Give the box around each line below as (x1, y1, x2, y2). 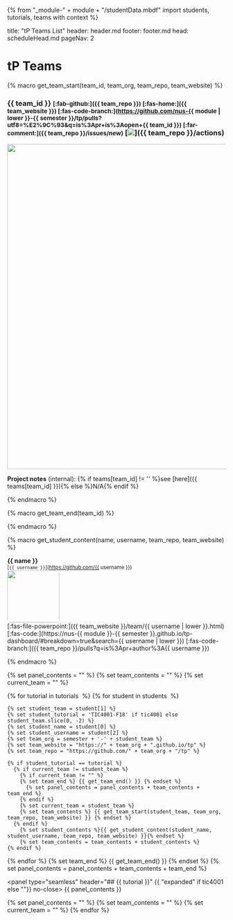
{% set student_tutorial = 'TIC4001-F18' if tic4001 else (7, 711, 178, 718)
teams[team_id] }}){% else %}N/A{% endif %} (7, 482, 139, 491)
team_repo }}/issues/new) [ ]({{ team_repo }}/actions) (47, 128, 225, 137)
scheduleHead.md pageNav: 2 (7, 34, 95, 42)
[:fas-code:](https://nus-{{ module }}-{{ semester (7, 630, 149, 638)
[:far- (182, 121, 198, 129)
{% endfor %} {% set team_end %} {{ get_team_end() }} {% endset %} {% (7, 857, 220, 865)
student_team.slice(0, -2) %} (7, 718, 95, 724)
